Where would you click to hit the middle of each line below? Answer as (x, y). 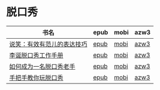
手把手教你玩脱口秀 (37, 77)
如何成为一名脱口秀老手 (43, 66)
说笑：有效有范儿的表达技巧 (49, 44)
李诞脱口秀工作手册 (37, 55)
